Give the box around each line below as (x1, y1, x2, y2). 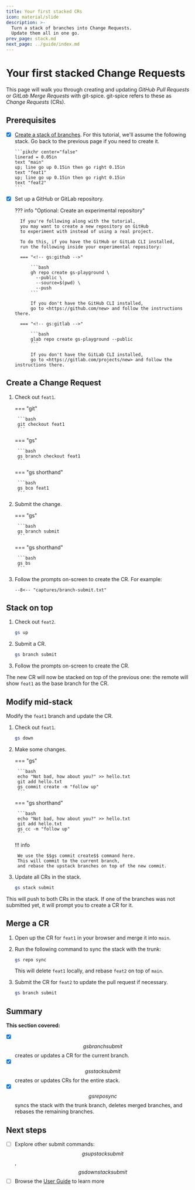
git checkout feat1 (17, 421, 65, 427)
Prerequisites (6, 116, 56, 126)
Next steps (6, 1125, 47, 1135)
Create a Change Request (6, 378, 101, 388)
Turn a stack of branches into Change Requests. (11, 25, 132, 31)
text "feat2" (14, 179, 47, 185)
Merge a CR (6, 918, 50, 928)
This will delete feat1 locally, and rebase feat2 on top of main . (14, 967, 164, 974)
